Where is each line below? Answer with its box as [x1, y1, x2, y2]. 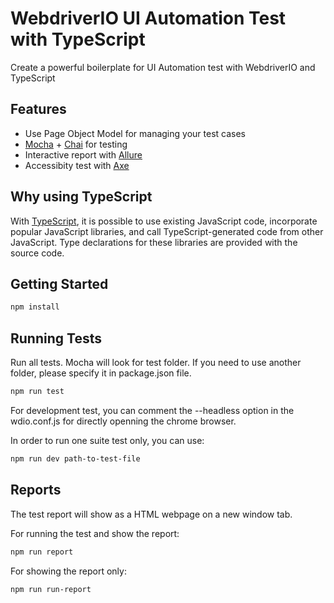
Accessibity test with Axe [24, 159, 130, 171]
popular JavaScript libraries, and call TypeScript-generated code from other [10, 225, 324, 237]
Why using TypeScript [10, 188, 153, 206]
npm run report [10, 547, 74, 557]
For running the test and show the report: [10, 527, 180, 539]
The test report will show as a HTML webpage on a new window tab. [10, 508, 293, 520]
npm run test [10, 387, 65, 397]
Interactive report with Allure [24, 148, 143, 161]
